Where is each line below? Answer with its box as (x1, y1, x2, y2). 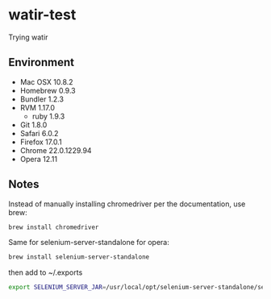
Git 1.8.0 (19, 119, 48, 130)
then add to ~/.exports (8, 268, 83, 277)
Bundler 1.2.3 (19, 94, 65, 104)
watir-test (8, 6, 77, 24)
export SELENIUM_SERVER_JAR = (8, 284, 106, 292)
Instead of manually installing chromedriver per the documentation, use (8, 199, 246, 209)
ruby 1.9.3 (31, 111, 65, 121)
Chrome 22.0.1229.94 (19, 145, 92, 155)
